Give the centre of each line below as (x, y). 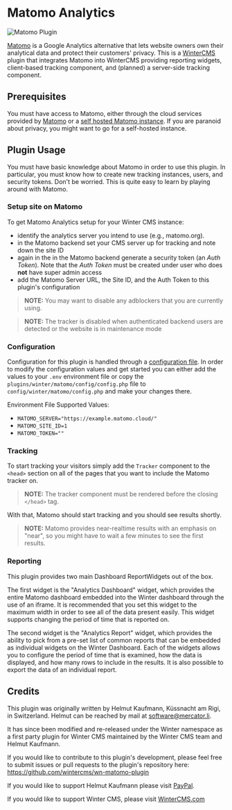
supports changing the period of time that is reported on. (88, 619)
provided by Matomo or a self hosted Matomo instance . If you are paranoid (114, 121)
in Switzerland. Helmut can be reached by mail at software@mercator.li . (109, 716)
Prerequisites (37, 97)
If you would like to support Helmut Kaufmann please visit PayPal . (101, 785)
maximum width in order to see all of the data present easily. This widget (111, 611)
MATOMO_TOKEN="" (41, 434)
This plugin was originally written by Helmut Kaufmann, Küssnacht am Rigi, (114, 708)
